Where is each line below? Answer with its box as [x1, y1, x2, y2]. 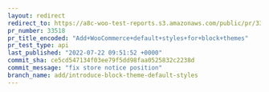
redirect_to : [7, 19, 51, 27]
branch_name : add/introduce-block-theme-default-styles [7, 71, 198, 79]
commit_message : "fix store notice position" [7, 64, 162, 72]
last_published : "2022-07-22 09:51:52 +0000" [7, 49, 162, 57]
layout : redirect [7, 11, 66, 20]
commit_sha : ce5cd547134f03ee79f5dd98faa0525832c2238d [7, 57, 195, 65]
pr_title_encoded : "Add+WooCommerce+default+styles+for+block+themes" [7, 34, 249, 42]
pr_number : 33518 [7, 26, 66, 34]
